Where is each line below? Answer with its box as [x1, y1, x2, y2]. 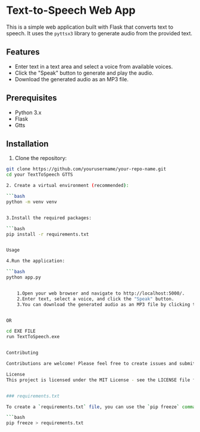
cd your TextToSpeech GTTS [6, 171, 73, 178]
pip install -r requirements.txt [6, 231, 89, 237]
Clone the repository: [14, 155, 67, 162]
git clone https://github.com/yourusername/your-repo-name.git [6, 166, 167, 172]
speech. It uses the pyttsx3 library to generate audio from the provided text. [6, 29, 192, 36]
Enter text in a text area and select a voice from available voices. [14, 63, 173, 70]
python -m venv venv [6, 198, 58, 205]
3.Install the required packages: [6, 215, 92, 221]
